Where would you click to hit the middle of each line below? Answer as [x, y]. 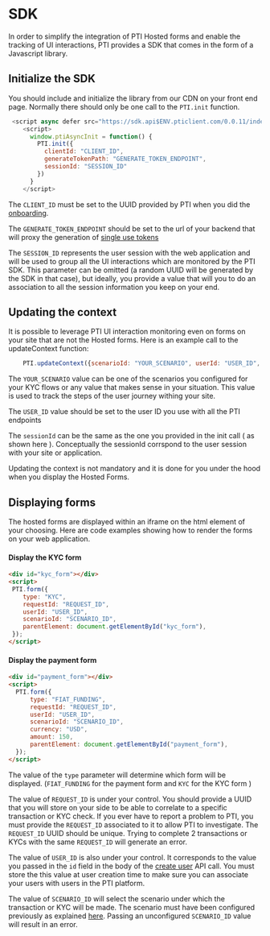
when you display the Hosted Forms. [69, 477]
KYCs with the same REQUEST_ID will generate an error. [98, 842]
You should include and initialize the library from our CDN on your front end [133, 98]
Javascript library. [38, 53]
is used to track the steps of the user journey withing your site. [112, 396]
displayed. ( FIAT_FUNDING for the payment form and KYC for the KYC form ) [130, 783]
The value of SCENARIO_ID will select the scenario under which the [117, 898]
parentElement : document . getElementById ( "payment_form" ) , [129, 745]
